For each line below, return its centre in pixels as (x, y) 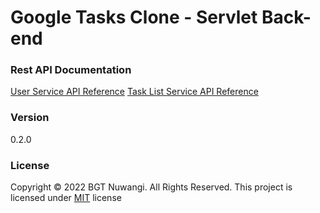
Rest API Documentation (71, 70)
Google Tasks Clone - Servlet (134, 17)
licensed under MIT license (66, 198)
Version (30, 118)
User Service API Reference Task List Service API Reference (134, 92)
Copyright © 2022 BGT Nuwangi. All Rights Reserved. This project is (151, 187)
